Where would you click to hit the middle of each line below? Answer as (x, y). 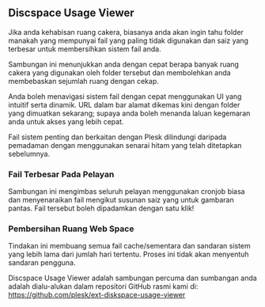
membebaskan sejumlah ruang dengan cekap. (84, 81)
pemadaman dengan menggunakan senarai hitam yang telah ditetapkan (125, 145)
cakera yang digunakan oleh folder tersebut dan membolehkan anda (119, 72)
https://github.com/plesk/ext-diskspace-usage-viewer (97, 295)
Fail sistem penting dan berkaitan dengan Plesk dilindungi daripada (117, 137)
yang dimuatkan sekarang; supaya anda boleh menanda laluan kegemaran (129, 113)
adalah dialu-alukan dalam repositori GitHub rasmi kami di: (103, 286)
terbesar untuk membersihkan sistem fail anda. (85, 49)
